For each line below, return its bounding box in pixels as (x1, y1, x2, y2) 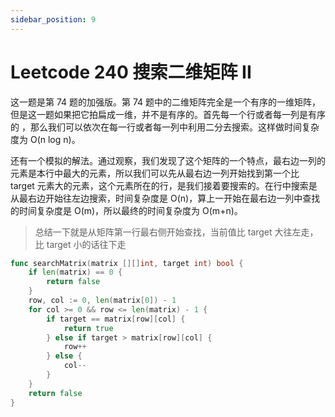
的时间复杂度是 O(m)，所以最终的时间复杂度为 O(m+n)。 (10, 204, 243, 216)
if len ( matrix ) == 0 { (28, 267, 123, 278)
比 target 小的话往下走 (34, 238, 127, 250)
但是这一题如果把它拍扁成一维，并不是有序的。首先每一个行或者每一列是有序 (10, 108, 326, 120)
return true (63, 323, 114, 333)
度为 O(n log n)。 (10, 133, 81, 145)
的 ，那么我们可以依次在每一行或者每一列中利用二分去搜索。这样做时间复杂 (10, 121, 320, 133)
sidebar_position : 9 (10, 14, 97, 25)
